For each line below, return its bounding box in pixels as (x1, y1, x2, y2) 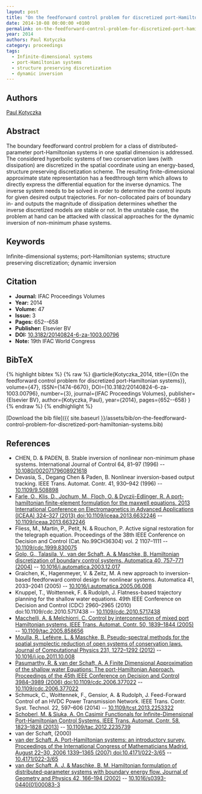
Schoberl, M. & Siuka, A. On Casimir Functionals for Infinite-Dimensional (14, 711, 194, 718)
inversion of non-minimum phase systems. (6, 219, 112, 226)
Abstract (6, 126, 40, 136)
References (6, 438, 50, 449)
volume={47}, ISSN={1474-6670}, (6, 383, 90, 391)
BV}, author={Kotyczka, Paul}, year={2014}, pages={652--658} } (29, 396, 191, 404)
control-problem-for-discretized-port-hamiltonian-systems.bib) (6, 421, 164, 428)
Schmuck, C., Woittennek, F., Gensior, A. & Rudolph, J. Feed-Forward (14, 692, 186, 699)
